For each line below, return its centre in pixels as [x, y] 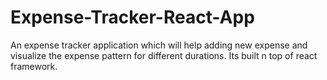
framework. [34, 66]
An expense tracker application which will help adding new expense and [159, 45]
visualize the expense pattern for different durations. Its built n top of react [164, 55]
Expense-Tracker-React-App [132, 17]
